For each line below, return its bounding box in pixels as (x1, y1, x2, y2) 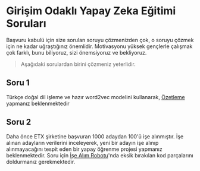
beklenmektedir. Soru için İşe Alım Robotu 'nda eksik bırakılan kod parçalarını (6, 151, 193, 159)
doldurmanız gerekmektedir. (6, 158, 76, 165)
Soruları (6, 17, 46, 30)
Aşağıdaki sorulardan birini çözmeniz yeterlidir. (20, 61, 136, 68)
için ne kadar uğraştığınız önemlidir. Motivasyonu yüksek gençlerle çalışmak (6, 43, 193, 50)
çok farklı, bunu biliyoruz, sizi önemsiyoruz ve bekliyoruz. (6, 49, 147, 56)
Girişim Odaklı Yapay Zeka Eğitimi (6, 4, 176, 18)
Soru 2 (6, 117, 32, 127)
